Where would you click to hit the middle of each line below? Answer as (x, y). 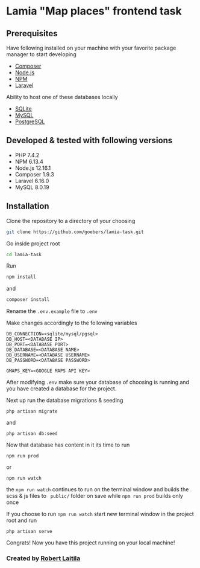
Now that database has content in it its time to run (68, 445)
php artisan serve (29, 532)
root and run (22, 520)
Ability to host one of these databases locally (62, 97)
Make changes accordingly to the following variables (72, 323)
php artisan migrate (32, 411)
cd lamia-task (24, 254)
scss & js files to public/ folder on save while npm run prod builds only (95, 496)
